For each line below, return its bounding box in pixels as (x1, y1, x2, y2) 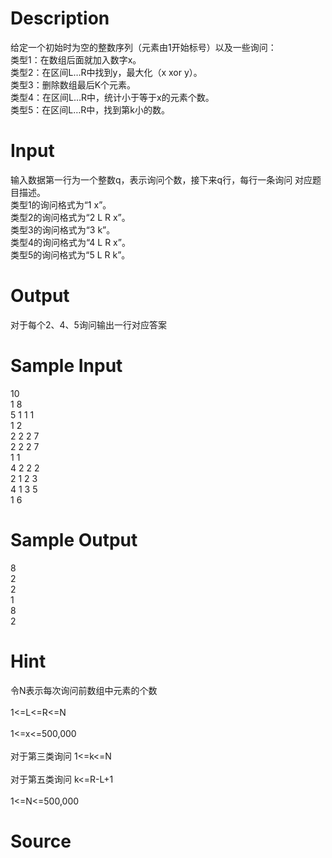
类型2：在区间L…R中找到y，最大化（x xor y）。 (10, 66, 203, 78)
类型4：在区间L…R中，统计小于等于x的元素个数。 (10, 91, 215, 103)
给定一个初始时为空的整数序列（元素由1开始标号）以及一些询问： (10, 41, 277, 53)
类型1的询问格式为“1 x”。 (10, 198, 112, 211)
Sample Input (10, 355, 123, 377)
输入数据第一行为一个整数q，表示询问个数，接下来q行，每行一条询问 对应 (10, 173, 313, 186)
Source (10, 830, 72, 852)
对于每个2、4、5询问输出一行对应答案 (10, 318, 167, 331)
